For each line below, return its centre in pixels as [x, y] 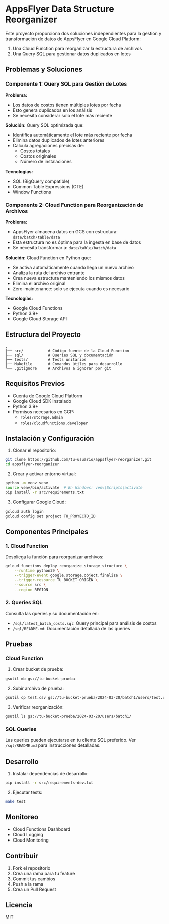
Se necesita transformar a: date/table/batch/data [64, 247]
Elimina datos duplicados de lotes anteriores [58, 140]
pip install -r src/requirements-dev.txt [49, 783]
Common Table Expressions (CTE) [48, 186]
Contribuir [22, 856]
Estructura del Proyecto [43, 335]
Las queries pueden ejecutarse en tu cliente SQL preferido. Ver [70, 740]
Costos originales [38, 156]
